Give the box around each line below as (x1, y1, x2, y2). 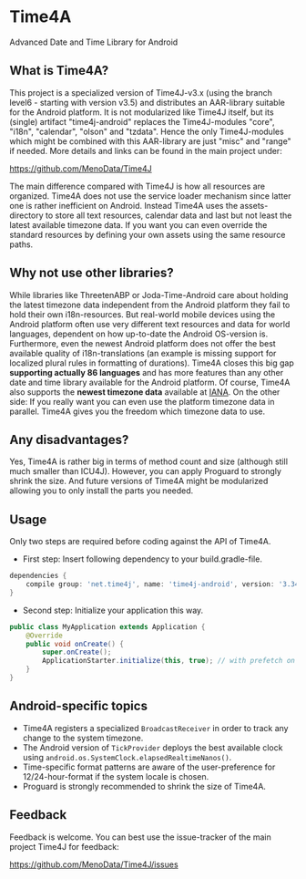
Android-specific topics (9, 698, 148, 714)
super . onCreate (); (42, 647, 112, 657)
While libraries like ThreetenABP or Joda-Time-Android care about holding (9, 289, 289, 300)
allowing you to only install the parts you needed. (9, 485, 194, 496)
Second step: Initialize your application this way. (22, 605, 204, 615)
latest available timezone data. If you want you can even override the (9, 219, 268, 230)
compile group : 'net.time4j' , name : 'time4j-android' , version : (25, 580, 275, 589)
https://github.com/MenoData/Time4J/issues (9, 859, 179, 870)
